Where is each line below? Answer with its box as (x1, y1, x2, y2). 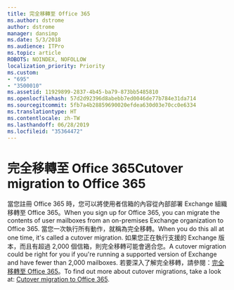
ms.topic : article (7, 50, 61, 57)
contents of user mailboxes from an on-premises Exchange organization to (7, 216, 223, 225)
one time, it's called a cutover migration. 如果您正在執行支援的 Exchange (7, 233, 217, 242)
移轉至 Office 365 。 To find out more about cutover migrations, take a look (7, 268, 221, 276)
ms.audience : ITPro (7, 43, 65, 50)
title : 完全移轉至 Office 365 (7, 10, 91, 18)
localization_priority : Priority (7, 62, 105, 70)
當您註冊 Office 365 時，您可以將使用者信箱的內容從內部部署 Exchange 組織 (7, 199, 228, 208)
